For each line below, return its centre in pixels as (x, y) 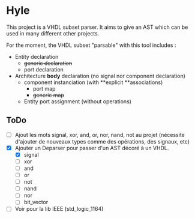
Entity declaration (37, 56)
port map (44, 88)
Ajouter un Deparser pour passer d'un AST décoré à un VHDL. (92, 148)
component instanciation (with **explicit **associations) (93, 82)
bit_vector (36, 202)
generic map (49, 95)
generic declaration (48, 63)
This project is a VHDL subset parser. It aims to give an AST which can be (97, 27)
